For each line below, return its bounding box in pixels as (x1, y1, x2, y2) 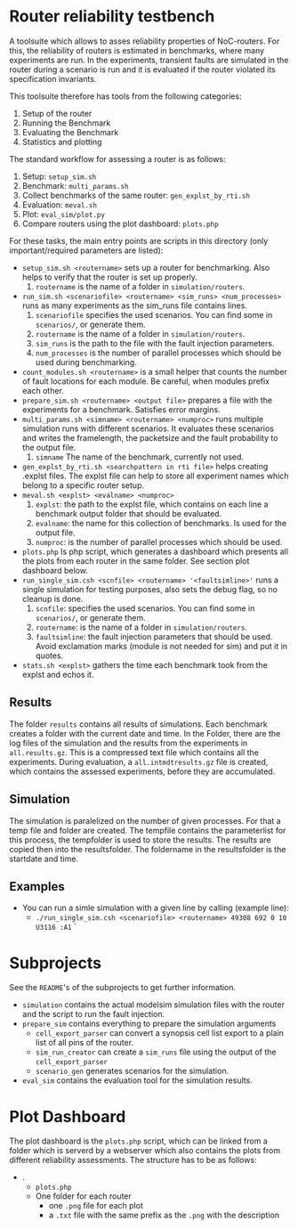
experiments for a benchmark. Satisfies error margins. (21, 403, 221, 415)
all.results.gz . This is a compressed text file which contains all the (9, 746, 260, 758)
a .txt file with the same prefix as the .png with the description (48, 1209, 280, 1221)
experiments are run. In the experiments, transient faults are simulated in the (9, 54, 289, 65)
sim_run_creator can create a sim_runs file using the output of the (35, 1046, 277, 1057)
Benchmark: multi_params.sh (21, 180, 129, 191)
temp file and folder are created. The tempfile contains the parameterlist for (9, 825, 286, 835)
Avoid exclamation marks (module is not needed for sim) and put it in (35, 640, 287, 651)
